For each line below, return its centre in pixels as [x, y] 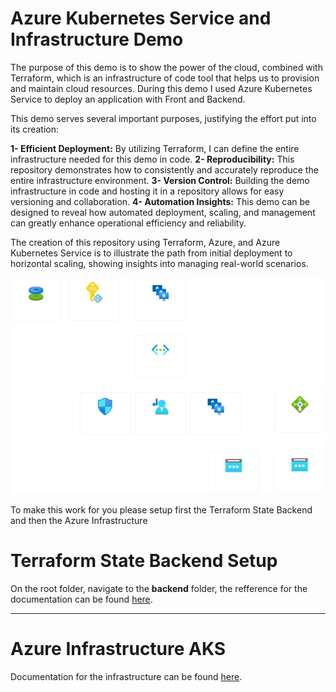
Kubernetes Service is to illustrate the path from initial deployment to [151, 253]
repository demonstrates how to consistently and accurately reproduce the [164, 169]
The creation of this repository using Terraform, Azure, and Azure [145, 242]
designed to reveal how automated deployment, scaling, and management [163, 212]
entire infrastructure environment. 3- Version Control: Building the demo [160, 180]
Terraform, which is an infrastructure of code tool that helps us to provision [165, 78]
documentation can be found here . [81, 599]
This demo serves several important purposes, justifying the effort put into [163, 118]
